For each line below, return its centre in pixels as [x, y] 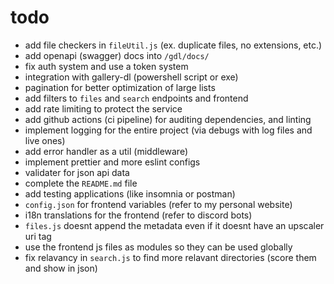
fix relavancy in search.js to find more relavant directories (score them [170, 257]
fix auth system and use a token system [106, 66]
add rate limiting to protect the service [103, 108]
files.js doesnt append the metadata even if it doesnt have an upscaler [174, 225]
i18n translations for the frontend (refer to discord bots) [138, 215]
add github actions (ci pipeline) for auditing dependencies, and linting [168, 119]
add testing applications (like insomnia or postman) [130, 193]
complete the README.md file [81, 183]
